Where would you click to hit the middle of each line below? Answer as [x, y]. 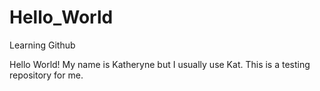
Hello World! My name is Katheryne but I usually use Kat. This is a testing [160, 64]
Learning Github [42, 45]
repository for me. [46, 75]
